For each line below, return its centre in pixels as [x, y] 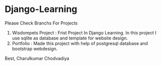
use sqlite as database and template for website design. [70, 38]
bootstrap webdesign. [35, 48]
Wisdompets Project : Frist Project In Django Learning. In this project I [84, 32]
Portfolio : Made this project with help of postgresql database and [80, 43]
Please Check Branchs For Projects [41, 23]
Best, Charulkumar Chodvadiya [37, 58]
